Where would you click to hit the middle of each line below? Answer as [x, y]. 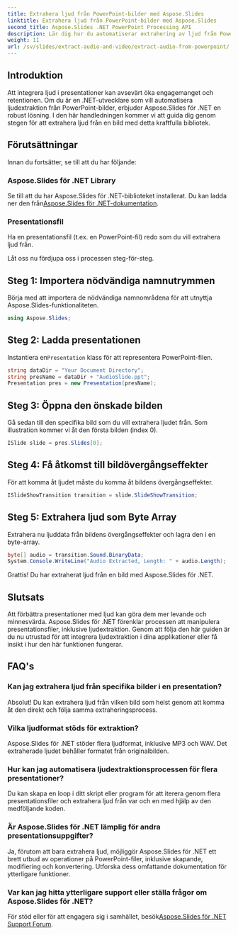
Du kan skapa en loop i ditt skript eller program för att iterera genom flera [114, 793]
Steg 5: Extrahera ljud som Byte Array [92, 517]
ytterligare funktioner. [39, 874]
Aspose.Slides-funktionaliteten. [53, 305]
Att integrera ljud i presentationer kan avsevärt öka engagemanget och [110, 92]
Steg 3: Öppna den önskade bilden [85, 406]
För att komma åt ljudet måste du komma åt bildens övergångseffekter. [110, 482]
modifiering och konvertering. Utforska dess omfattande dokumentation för [117, 866]
